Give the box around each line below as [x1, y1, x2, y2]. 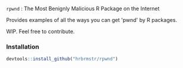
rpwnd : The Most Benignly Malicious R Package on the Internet [6, 5, 160, 12]
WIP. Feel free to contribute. [6, 28, 75, 35]
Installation [6, 43, 40, 51]
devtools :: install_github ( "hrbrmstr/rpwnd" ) [6, 56, 118, 62]
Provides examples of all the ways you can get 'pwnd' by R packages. [6, 17, 177, 23]
